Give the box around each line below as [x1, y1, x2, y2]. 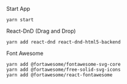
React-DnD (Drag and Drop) [6, 27, 76, 34]
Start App [6, 5, 30, 12]
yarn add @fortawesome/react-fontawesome [6, 72, 113, 78]
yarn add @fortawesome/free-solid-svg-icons [6, 66, 121, 73]
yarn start [6, 17, 34, 23]
